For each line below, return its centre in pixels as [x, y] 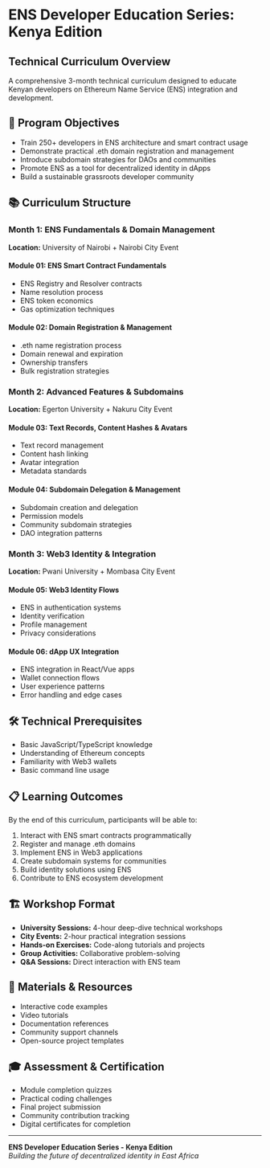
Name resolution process [61, 292]
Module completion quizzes [66, 1090]
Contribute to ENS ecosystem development [91, 878]
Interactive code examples [64, 1007]
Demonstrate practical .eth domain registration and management [127, 151]
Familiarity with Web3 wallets [68, 762]
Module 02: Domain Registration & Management [90, 328]
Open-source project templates [72, 1040]
